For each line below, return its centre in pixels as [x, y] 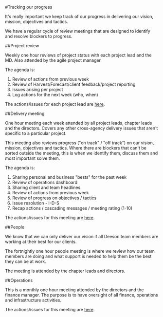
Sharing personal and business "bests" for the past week [69, 177]
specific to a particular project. [36, 133]
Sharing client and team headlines [46, 187]
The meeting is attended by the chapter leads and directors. [65, 271]
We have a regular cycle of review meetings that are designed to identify [78, 31]
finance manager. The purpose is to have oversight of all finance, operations [81, 295]
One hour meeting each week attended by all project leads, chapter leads [79, 123]
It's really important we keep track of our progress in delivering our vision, [79, 16]
